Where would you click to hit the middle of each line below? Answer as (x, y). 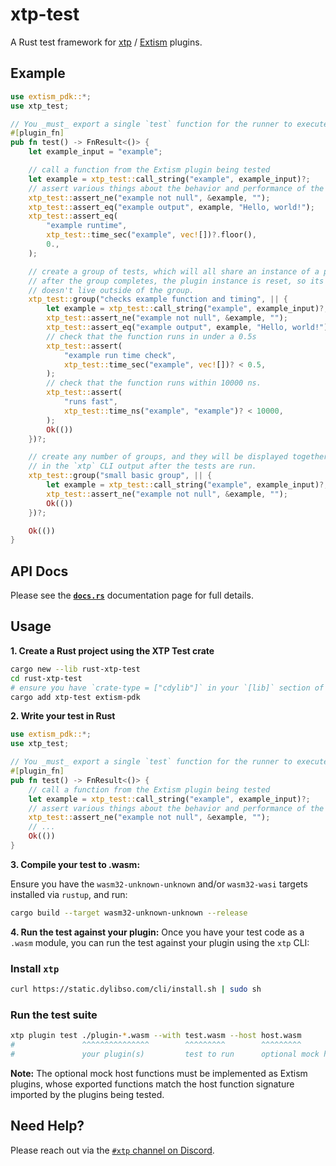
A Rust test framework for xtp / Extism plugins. (106, 42)
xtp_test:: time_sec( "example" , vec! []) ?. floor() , (151, 235)
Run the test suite (54, 1015)
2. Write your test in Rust (63, 716)
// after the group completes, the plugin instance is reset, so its (176, 281)
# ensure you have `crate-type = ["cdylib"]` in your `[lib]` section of (167, 688)
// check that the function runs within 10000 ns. (154, 383)
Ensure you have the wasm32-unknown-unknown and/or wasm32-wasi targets (159, 884)
